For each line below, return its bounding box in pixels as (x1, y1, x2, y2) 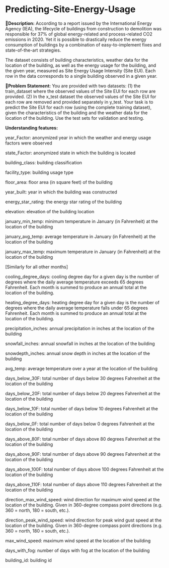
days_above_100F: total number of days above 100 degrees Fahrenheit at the (5, 466, 164, 472)
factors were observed (5, 140, 53, 146)
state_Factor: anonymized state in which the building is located (5, 150, 136, 156)
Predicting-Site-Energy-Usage (5, 4, 136, 15)
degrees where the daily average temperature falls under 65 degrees (5, 305, 148, 311)
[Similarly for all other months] (5, 264, 68, 270)
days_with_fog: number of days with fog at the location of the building (5, 547, 150, 553)
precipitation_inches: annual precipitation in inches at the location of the (5, 325, 154, 332)
